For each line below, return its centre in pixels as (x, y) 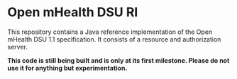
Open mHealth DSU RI (73, 12)
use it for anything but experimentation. (67, 68)
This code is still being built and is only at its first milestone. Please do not (118, 60)
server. (18, 47)
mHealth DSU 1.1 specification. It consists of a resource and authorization (114, 39)
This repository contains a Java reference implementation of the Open (110, 32)
